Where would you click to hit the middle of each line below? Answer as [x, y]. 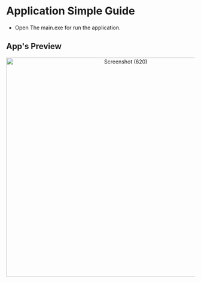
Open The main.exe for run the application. [68, 28]
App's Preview [34, 46]
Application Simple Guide [71, 11]
